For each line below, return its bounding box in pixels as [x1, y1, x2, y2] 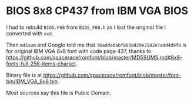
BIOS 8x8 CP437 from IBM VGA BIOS [6, 4, 189, 18]
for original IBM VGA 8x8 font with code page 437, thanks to [6, 47, 152, 54]
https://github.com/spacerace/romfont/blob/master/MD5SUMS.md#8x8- [6, 54, 183, 61]
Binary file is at [6, 71, 42, 78]
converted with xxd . [6, 29, 53, 37]
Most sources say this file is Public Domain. [6, 89, 112, 96]
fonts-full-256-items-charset [6, 60, 76, 67]
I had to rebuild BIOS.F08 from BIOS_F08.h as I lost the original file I [6, 24, 166, 31]
